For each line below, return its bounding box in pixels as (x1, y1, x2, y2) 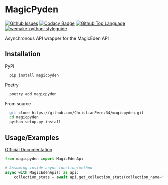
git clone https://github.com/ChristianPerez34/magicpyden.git (9, 110, 144, 115)
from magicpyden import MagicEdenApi (5, 156, 84, 161)
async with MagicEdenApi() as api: (5, 170, 79, 175)
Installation (5, 50, 41, 58)
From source (5, 100, 31, 106)
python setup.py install (9, 119, 61, 125)
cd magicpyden (9, 115, 39, 120)
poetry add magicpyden (9, 91, 57, 96)
